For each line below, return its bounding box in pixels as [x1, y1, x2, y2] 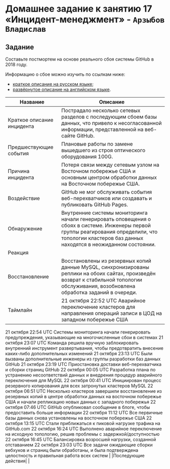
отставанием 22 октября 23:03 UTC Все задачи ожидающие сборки [5, 442, 153, 448]
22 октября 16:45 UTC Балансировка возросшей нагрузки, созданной [5, 437, 156, 442]
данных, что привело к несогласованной [61, 120, 162, 126]
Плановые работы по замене [61, 140, 133, 147]
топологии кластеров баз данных [61, 234, 144, 242]
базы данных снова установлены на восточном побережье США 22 [5, 415, 152, 421]
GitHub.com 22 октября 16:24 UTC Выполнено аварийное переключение [5, 426, 162, 432]
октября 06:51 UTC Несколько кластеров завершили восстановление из [5, 388, 162, 394]
